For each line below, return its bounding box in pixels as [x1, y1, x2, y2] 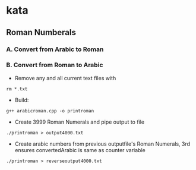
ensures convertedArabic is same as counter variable [14, 146, 146, 153]
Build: [14, 96, 29, 103]
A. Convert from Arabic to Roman [6, 45, 104, 53]
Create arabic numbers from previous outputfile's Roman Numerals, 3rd [14, 140, 191, 147]
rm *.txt [6, 86, 28, 92]
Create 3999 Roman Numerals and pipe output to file [14, 118, 144, 125]
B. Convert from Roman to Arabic [6, 61, 103, 69]
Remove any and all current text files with [14, 74, 116, 81]
